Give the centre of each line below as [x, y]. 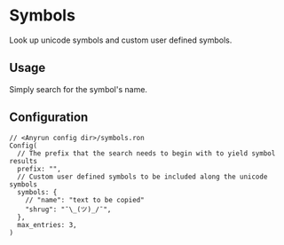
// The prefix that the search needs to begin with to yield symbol [146, 153]
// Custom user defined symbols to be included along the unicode [142, 177]
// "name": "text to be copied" [85, 200]
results [24, 161]
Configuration [49, 118]
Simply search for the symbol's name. [79, 89]
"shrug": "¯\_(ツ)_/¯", [68, 209]
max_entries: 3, [47, 225]
